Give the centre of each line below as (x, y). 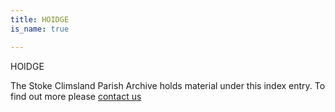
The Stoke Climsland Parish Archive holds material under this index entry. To (168, 85)
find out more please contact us (76, 96)
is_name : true (40, 29)
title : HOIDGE (40, 19)
